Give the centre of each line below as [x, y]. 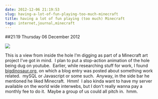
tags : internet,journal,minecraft [40, 23]
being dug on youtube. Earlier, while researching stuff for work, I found [77, 66]
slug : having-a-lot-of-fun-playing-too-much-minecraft [62, 14]
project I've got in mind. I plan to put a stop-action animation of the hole [77, 61]
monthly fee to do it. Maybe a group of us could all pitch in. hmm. [71, 91]
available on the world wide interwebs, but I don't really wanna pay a [74, 86]
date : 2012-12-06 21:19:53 [32, 9]
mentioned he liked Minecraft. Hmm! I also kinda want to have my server [79, 81]
